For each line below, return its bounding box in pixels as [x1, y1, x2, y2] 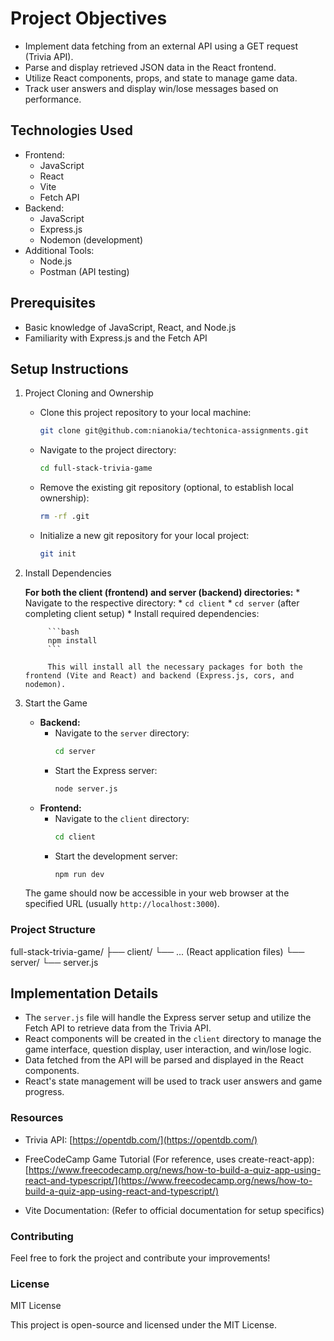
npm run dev [54, 869, 105, 879]
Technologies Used [10, 122, 133, 139]
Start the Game [24, 697, 88, 709]
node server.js [54, 783, 118, 794]
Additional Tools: [24, 244, 95, 256]
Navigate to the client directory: [54, 812, 190, 824]
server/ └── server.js [10, 956, 99, 968]
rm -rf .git [39, 512, 90, 522]
